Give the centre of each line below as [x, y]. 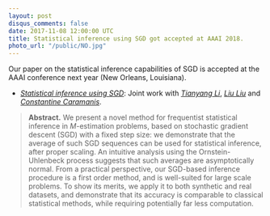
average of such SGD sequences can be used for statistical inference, [145, 143]
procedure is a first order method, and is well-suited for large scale [140, 178]
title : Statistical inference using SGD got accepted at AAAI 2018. [126, 38]
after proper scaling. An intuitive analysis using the [112, 152]
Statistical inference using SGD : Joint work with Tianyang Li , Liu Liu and [140, 93]
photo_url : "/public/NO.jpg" [57, 46]
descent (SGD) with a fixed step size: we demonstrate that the [132, 135]
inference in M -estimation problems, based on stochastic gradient [138, 126]
